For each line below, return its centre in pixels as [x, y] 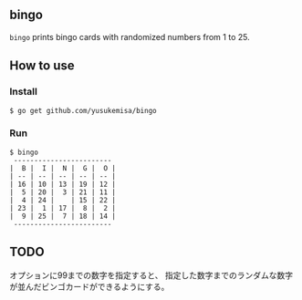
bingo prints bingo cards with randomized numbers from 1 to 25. [130, 36]
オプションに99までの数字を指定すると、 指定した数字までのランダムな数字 [151, 275]
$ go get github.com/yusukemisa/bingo [83, 110]
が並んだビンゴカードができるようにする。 [89, 286]
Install [24, 92]
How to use [42, 66]
